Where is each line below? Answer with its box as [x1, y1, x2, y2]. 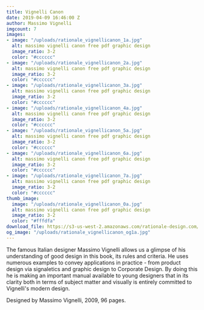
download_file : [6, 224, 45, 230]
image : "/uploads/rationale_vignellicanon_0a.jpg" [12, 201, 143, 207]
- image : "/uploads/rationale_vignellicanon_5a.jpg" [6, 128, 143, 134]
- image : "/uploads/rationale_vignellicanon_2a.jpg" [6, 60, 143, 66]
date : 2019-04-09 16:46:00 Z [6, 15, 80, 21]
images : [6, 32, 26, 38]
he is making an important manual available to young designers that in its [6, 272, 189, 279]
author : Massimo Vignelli [6, 20, 72, 26]
